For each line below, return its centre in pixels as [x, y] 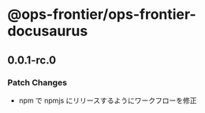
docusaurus [48, 31]
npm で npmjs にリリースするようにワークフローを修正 [108, 100]
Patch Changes [37, 82]
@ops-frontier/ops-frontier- [102, 15]
